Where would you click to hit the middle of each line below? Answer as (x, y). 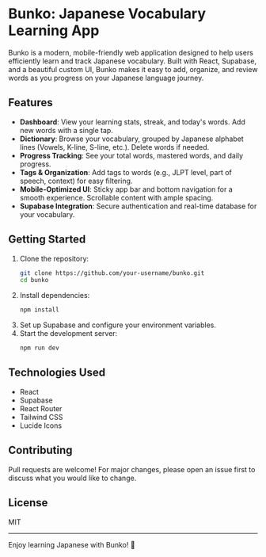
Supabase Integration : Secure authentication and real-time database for (138, 206)
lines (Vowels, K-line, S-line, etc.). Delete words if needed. (114, 147)
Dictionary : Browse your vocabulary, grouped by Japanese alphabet (131, 139)
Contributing (40, 450)
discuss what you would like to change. (72, 478)
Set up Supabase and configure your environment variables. (118, 325)
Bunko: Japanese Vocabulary (107, 14)
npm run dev (39, 348)
